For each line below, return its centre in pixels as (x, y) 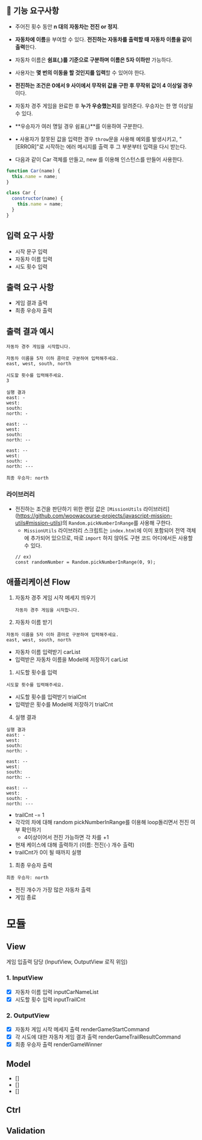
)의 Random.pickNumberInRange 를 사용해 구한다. (116, 523)
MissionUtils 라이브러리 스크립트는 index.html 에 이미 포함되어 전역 (104, 530)
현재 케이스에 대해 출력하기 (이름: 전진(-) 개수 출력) (74, 845)
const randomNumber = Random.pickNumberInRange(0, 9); (85, 562)
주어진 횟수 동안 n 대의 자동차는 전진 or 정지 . (67, 27)
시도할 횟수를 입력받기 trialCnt (51, 697)
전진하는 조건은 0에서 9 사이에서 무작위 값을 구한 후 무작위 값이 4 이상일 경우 (104, 85)
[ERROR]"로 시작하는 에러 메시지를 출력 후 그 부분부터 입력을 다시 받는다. (101, 146)
